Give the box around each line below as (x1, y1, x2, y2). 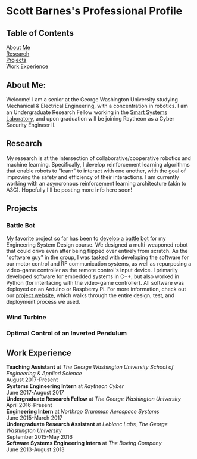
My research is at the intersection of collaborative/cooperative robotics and (6, 154, 192, 162)
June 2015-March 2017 (6, 414, 63, 421)
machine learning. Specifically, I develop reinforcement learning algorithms (6, 161, 190, 168)
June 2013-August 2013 (6, 446, 65, 453)
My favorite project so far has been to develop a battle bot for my (6, 235, 166, 242)
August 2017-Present (6, 376, 58, 383)
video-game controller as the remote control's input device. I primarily (6, 267, 178, 274)
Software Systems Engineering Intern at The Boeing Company (6, 439, 162, 446)
